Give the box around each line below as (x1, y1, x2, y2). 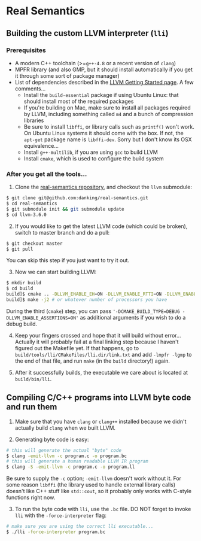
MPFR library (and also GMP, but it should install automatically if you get (14, 66, 193, 73)
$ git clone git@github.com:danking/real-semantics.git (6, 195, 148, 201)
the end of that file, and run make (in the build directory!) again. (14, 357, 170, 364)
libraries (23, 117, 44, 124)
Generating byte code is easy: (14, 436, 89, 443)
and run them (6, 402, 57, 412)
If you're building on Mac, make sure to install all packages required (23, 104, 191, 111)
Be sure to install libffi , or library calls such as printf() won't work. (23, 123, 194, 130)
